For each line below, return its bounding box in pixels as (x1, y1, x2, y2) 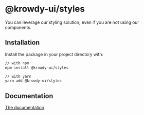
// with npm (5, 60, 29, 66)
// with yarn (5, 74, 32, 79)
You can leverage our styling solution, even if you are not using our (5, 19, 140, 25)
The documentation (5, 105, 45, 111)
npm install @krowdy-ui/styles (5, 65, 69, 70)
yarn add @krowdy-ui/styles (5, 78, 62, 83)
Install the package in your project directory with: (5, 51, 104, 57)
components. (5, 24, 32, 30)
